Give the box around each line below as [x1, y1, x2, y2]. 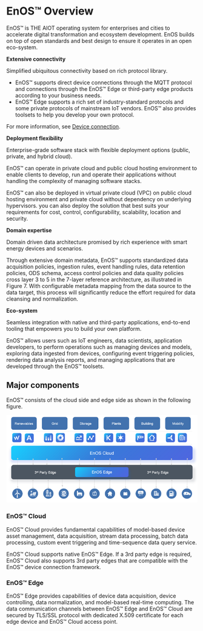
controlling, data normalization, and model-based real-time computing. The [6, 598, 195, 606]
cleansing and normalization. [6, 295, 79, 302]
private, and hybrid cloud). [6, 153, 73, 160]
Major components [6, 380, 80, 390]
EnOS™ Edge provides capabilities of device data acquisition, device [6, 592, 176, 599]
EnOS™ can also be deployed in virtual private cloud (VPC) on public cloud [6, 189, 192, 196]
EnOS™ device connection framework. [6, 563, 101, 570]
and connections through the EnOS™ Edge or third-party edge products [15, 85, 194, 92]
